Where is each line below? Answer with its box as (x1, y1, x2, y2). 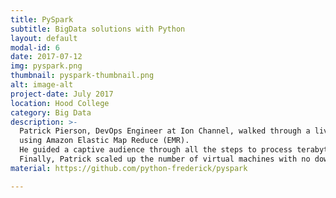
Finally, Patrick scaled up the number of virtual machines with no (19, 154, 311, 164)
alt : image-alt (10, 80, 74, 90)
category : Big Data (10, 107, 92, 118)
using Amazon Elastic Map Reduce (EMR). (19, 136, 190, 146)
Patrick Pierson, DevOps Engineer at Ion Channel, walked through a (19, 126, 311, 136)
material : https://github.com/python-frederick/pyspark (10, 163, 248, 173)
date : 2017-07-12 (10, 52, 83, 62)
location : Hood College (10, 98, 110, 108)
